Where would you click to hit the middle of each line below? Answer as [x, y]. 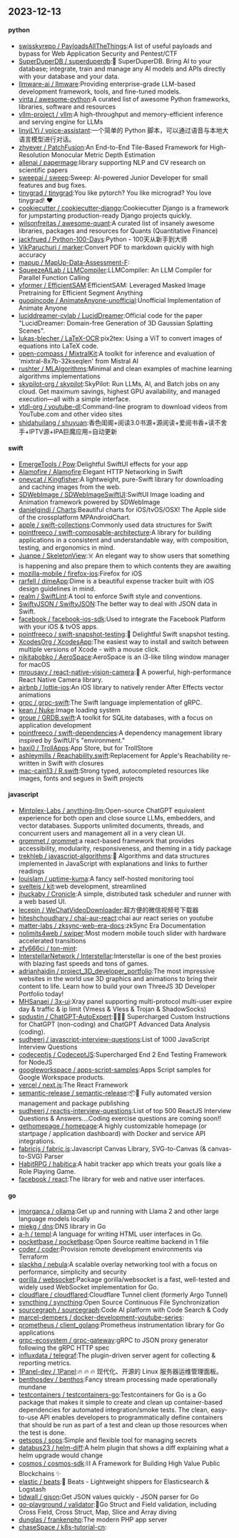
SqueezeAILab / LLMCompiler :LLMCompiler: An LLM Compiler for [115, 270]
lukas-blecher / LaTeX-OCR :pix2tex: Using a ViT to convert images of [120, 338]
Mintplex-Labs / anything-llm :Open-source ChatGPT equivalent [112, 810]
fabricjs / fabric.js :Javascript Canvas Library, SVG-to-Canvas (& [112, 1149]
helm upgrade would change [61, 1455]
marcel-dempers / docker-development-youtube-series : [101, 1317]
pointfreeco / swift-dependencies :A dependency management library [120, 733]
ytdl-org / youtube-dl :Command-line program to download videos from [123, 406]
